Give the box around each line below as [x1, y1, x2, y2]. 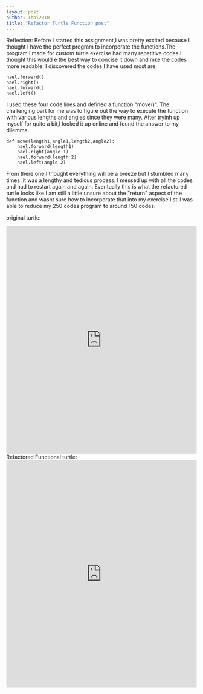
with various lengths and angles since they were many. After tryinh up [6, 113, 180, 121]
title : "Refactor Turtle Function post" [6, 20, 110, 26]
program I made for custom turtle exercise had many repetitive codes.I [6, 50, 182, 57]
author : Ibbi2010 [6, 15, 50, 21]
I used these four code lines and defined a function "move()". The [6, 101, 170, 108]
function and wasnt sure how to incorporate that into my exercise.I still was [6, 196, 193, 203]
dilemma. [6, 127, 29, 134]
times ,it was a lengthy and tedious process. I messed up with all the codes [6, 177, 193, 184]
